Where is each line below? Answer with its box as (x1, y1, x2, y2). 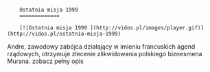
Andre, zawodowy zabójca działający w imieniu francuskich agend (7, 43, 196, 51)
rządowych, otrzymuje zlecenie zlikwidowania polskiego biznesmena (7, 50, 202, 58)
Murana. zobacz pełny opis (7, 57, 84, 65)
